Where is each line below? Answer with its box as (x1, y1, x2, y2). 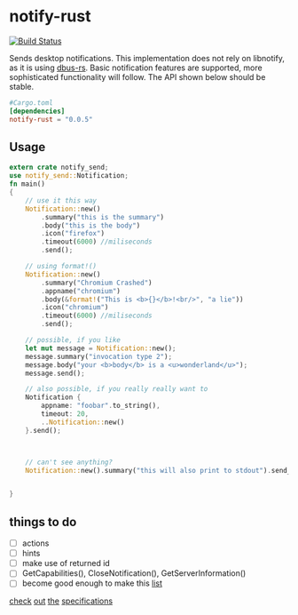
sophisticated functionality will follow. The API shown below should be (9, 71, 266, 82)
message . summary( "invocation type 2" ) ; (25, 352, 173, 361)
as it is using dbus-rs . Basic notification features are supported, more (9, 62, 263, 73)
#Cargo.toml (9, 98, 53, 108)
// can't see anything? (25, 458, 114, 467)
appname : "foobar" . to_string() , (41, 402, 161, 411)
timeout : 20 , (41, 410, 90, 419)
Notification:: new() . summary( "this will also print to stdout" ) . (25, 466, 272, 475)
